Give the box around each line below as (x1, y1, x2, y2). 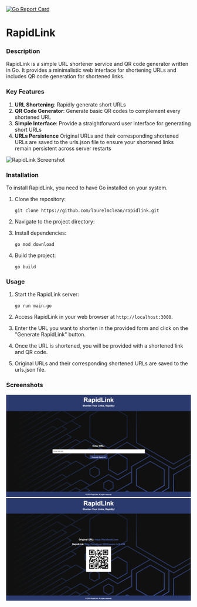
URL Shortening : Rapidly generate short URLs (14, 101, 126, 108)
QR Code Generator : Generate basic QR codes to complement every (14, 107, 181, 114)
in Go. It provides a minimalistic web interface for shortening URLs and (6, 66, 177, 74)
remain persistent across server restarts (14, 145, 111, 152)
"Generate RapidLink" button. (14, 331, 86, 338)
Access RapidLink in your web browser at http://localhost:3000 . (14, 313, 173, 321)
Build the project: (14, 252, 56, 259)
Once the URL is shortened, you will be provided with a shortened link (14, 342, 184, 349)
